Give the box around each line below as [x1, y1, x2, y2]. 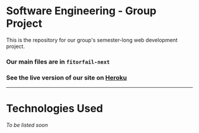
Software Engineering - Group [6, 4, 157, 18]
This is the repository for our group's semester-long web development [6, 36, 178, 43]
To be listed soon [6, 122, 49, 129]
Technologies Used [6, 102, 104, 115]
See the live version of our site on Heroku [6, 73, 127, 81]
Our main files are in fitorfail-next [6, 58, 110, 66]
